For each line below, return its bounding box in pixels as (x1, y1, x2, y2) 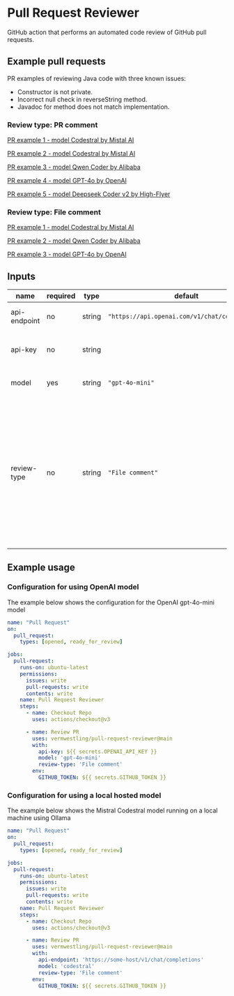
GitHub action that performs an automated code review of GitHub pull (7, 28, 207, 36)
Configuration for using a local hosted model (7, 790, 162, 800)
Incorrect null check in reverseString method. (17, 95, 148, 103)
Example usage (7, 561, 75, 573)
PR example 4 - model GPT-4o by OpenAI (7, 177, 127, 185)
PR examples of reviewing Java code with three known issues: (7, 74, 187, 82)
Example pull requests (7, 56, 106, 68)
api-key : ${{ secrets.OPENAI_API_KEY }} (38, 748, 157, 755)
